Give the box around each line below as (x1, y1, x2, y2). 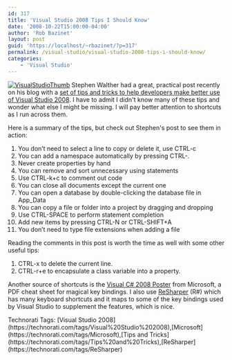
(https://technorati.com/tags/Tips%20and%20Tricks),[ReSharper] (8, 337, 196, 346)
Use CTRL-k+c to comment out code (17, 174, 123, 182)
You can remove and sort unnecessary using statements (17, 166, 179, 174)
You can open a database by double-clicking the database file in (17, 188, 202, 197)
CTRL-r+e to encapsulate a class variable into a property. (17, 267, 181, 275)
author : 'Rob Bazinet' (8, 29, 73, 37)
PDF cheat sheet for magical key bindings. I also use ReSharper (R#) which (8, 287, 222, 296)
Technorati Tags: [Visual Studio (8, 316, 97, 324)
